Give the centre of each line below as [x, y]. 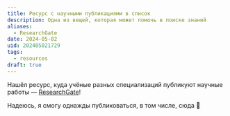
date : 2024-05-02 [32, 39]
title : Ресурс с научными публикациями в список [79, 13]
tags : [15, 52]
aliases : [20, 26]
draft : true [24, 65]
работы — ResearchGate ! [44, 92]
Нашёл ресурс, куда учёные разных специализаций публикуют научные [115, 84]
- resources [31, 59]
